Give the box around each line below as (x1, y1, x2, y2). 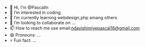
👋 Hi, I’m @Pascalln (9, 5, 48, 10)
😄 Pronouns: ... (9, 32, 41, 38)
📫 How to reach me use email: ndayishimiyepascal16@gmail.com (9, 25, 140, 31)
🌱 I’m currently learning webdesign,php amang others (9, 15, 117, 20)
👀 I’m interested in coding (9, 10, 61, 15)
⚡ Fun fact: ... (9, 37, 36, 43)
